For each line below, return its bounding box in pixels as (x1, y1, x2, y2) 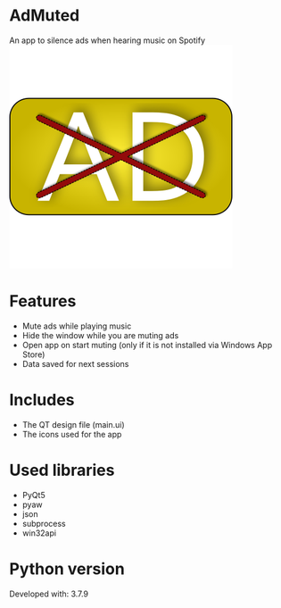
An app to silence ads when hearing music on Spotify (9, 35, 206, 46)
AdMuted (9, 5, 80, 26)
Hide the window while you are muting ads (21, 329, 179, 340)
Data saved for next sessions (21, 358, 129, 369)
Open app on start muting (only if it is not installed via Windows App (21, 339, 273, 350)
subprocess (21, 518, 66, 529)
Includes (9, 390, 75, 411)
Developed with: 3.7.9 (9, 588, 89, 599)
